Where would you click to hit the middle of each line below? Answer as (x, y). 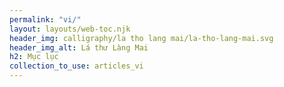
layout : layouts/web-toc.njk (70, 29)
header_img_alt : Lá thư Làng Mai (79, 47)
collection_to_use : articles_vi (76, 66)
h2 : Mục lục (34, 57)
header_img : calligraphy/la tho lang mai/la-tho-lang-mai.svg (141, 38)
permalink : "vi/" (45, 19)
